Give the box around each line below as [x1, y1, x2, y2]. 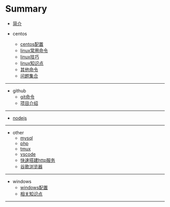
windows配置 [20, 184, 48, 190]
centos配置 [20, 41, 44, 47]
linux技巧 [20, 54, 39, 60]
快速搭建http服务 [20, 157, 56, 163]
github [12, 87, 26, 94]
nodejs [12, 115, 27, 121]
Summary [5, 3, 47, 15]
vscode [20, 151, 36, 157]
